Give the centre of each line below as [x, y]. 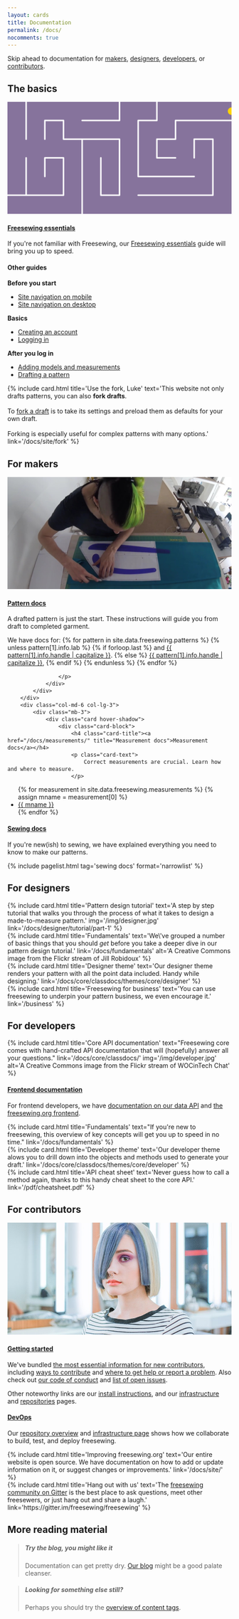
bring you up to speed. [41, 251]
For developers [42, 1025]
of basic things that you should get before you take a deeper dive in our [112, 943]
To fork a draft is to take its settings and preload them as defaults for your [115, 411]
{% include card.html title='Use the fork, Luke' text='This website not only [116, 388]
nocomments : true [33, 38]
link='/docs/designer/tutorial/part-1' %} [65, 928]
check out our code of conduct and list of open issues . [87, 1379]
